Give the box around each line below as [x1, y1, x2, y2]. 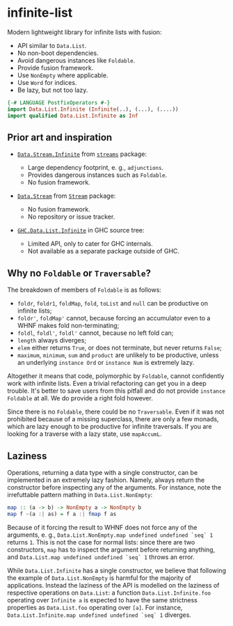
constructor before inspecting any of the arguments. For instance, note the [7, 483, 221, 492]
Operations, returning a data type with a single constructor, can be [7, 469, 198, 476]
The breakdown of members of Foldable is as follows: [7, 285, 162, 294]
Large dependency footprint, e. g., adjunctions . [27, 164, 164, 172]
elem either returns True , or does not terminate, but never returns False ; [17, 343, 223, 352]
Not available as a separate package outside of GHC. [27, 247, 179, 256]
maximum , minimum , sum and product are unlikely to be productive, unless [17, 351, 219, 359]
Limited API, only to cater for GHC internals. [27, 240, 153, 248]
